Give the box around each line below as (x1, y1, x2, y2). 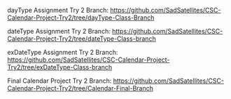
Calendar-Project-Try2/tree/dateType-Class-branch (7, 34, 156, 43)
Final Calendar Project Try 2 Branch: (7, 77, 112, 85)
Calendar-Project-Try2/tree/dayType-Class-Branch (7, 13, 155, 22)
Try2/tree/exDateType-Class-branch (7, 63, 113, 71)
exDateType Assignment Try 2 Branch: (7, 48, 118, 56)
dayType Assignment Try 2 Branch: (7, 6, 109, 14)
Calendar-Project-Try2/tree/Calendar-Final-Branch (7, 84, 154, 92)
